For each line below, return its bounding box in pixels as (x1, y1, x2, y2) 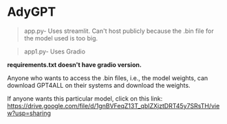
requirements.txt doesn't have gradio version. (7, 60, 142, 69)
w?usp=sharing (7, 109, 52, 117)
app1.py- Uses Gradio (23, 47, 86, 55)
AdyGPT (7, 4, 56, 20)
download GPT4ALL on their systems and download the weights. (7, 81, 191, 89)
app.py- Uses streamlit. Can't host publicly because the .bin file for (23, 27, 215, 35)
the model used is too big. (23, 34, 98, 42)
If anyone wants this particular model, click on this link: (7, 94, 163, 103)
